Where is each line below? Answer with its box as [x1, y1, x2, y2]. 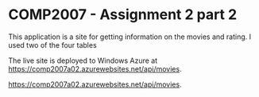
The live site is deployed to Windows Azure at [8, 56, 157, 65]
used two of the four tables [8, 40, 97, 49]
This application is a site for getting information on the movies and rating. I [8, 32, 252, 41]
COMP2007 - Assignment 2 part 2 [8, 6, 238, 24]
